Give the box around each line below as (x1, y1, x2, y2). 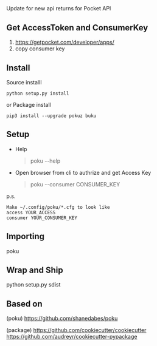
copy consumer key (15, 45, 65, 52)
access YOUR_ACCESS (6, 209, 56, 215)
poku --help (30, 157, 61, 165)
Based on (6, 299, 43, 309)
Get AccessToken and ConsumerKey (6, 22, 148, 33)
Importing (6, 231, 44, 242)
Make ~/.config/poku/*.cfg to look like (6, 204, 111, 210)
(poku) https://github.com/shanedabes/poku (6, 315, 118, 322)
